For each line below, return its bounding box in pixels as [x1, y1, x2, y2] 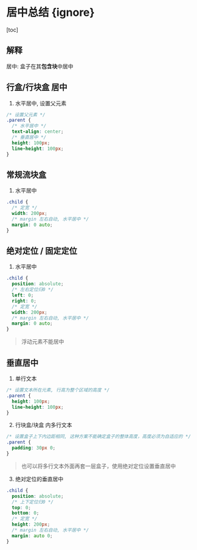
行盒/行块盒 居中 [6, 82, 68, 93]
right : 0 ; [12, 298, 36, 304]
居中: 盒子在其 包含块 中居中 [6, 62, 74, 70]
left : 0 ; [12, 292, 34, 298]
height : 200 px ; [12, 521, 50, 527]
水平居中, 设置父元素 [15, 99, 67, 107]
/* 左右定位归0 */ [12, 287, 54, 293]
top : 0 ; [12, 504, 32, 510]
